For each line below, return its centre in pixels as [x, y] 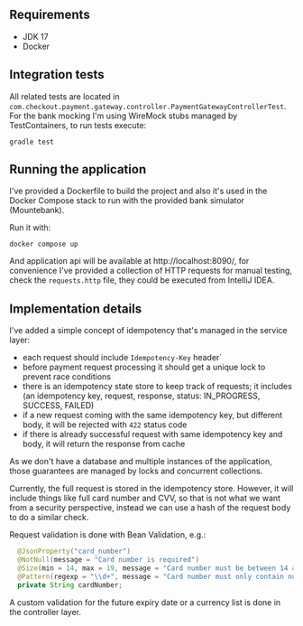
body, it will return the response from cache [104, 444]
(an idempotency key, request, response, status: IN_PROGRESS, [141, 396]
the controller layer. [46, 612]
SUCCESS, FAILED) [58, 406]
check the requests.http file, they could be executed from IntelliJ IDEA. [142, 280]
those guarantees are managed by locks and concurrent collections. [136, 471]
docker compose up [44, 244]
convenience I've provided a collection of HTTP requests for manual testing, [151, 271]
